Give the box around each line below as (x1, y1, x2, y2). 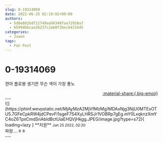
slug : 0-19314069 (5, 7, 40, 12)
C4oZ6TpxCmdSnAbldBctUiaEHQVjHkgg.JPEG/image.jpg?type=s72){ (5, 116, 145, 122)
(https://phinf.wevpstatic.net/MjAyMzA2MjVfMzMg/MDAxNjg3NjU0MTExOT (5, 106, 157, 111)
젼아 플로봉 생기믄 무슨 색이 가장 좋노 (5, 80, 75, 86)
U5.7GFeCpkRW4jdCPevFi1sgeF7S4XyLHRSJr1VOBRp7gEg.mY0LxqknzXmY (5, 111, 157, 117)
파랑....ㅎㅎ (5, 128, 26, 134)
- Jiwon (9, 34, 25, 39)
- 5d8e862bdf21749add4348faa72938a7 (9, 20, 83, 26)
